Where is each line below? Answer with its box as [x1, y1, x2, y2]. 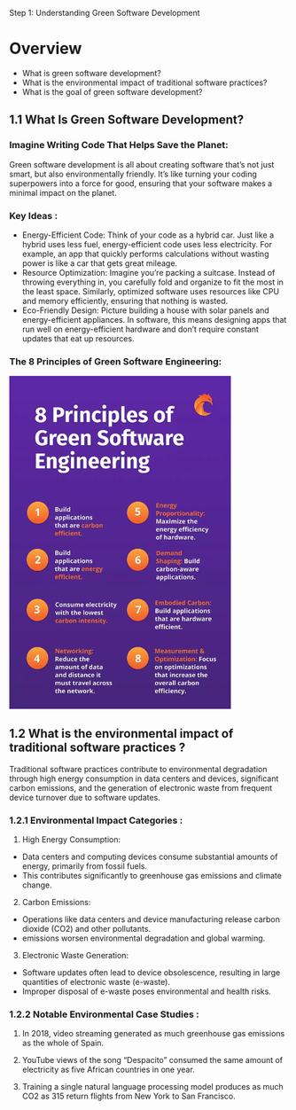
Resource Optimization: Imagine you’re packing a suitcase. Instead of [21, 267, 276, 277]
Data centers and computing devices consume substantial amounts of [21, 851, 278, 862]
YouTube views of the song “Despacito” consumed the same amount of [21, 1055, 284, 1066]
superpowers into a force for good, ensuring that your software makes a [9, 177, 273, 189]
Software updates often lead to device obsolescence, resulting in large [21, 966, 281, 978]
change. [21, 879, 52, 890]
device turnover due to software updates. [9, 792, 161, 802]
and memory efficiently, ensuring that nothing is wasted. [21, 295, 229, 306]
